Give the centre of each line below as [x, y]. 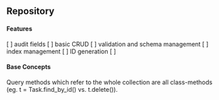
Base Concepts [28, 67]
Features [19, 28]
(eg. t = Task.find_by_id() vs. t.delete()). [62, 89]
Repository [31, 11]
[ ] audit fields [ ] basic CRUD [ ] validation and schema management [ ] [107, 44]
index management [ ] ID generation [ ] [61, 51]
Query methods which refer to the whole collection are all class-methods [109, 82]
